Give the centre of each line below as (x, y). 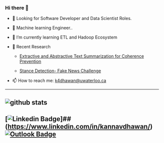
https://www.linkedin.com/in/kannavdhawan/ (79, 127)
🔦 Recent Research (31, 47)
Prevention (30, 61)
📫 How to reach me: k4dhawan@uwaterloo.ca (59, 81)
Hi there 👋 (17, 8)
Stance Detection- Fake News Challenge (60, 71)
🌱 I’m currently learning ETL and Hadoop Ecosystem (65, 37)
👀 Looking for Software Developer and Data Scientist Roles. (72, 19)
